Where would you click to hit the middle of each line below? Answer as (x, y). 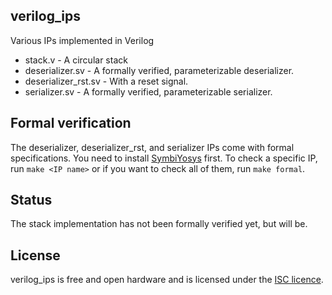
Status (31, 200)
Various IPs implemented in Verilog (82, 40)
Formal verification (71, 123)
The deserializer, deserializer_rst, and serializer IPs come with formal (152, 147)
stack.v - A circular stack (76, 60)
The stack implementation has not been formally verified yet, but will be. (159, 224)
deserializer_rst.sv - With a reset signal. (106, 81)
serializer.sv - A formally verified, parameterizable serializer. (148, 91)
